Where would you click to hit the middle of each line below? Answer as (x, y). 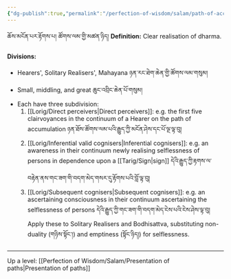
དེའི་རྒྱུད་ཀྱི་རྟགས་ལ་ (191, 160)
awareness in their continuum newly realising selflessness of (113, 150)
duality (37, 234)
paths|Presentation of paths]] (49, 268)
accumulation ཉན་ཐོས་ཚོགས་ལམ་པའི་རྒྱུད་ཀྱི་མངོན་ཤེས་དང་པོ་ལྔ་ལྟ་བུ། (104, 129)
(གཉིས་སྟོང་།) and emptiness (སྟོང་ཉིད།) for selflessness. (119, 234)
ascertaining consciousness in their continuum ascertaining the (117, 199)
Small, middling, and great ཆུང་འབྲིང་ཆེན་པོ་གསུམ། (80, 89)
